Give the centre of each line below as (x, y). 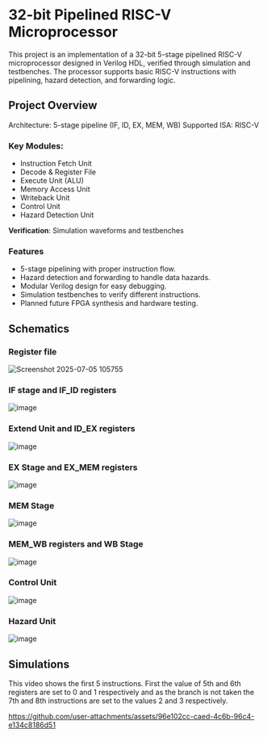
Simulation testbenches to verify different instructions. (110, 295)
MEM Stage (31, 505)
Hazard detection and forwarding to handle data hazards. (115, 278)
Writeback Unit (45, 198)
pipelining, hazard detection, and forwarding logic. (92, 80)
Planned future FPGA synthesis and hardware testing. (109, 304)
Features (26, 251)
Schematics (39, 329)
